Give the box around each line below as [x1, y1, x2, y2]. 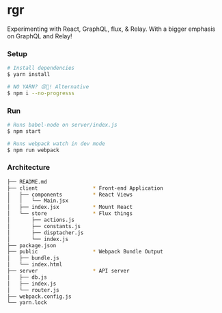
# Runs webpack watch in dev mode [7, 140, 106, 147]
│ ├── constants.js [7, 223, 81, 229]
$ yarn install [7, 71, 51, 78]
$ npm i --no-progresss [7, 90, 75, 97]
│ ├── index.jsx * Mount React [7, 204, 133, 211]
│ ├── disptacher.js [7, 229, 84, 236]
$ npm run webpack [7, 147, 59, 153]
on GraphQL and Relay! [7, 32, 73, 40]
